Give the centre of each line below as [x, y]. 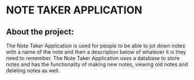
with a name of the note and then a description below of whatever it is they [96, 52]
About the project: [40, 32]
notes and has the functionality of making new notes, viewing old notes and [97, 64]
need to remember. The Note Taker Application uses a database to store [93, 58]
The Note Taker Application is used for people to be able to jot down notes [96, 46]
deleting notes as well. [33, 70]
